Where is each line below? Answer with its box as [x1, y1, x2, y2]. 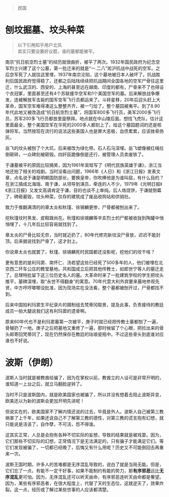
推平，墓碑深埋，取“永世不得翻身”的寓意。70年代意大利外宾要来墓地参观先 [5, 278, 160, 284]
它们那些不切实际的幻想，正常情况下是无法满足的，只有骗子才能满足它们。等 [5, 438, 164, 444]
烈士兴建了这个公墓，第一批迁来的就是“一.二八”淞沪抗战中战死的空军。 [9, 65, 156, 71]
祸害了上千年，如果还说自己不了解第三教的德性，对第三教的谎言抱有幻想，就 [5, 415, 164, 421]
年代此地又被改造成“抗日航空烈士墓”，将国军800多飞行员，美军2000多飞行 [5, 109, 161, 115]
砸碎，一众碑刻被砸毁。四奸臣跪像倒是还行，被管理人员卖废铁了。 [9, 151, 146, 157]
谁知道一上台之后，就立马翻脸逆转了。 [5, 381, 84, 387]
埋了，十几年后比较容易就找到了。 [9, 221, 80, 227]
